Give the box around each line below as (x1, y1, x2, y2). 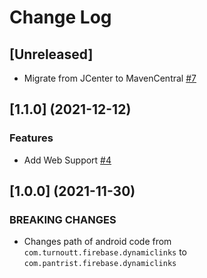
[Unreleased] (9, 46, 94, 63)
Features (9, 131, 54, 145)
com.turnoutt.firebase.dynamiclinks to (23, 246, 187, 258)
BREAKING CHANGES (9, 213, 117, 226)
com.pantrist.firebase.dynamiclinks (23, 259, 177, 269)
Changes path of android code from (23, 236, 172, 248)
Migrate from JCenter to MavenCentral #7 (23, 72, 197, 84)
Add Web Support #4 (23, 154, 112, 166)
